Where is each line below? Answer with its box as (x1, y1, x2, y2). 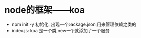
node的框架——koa (4, 4, 85, 16)
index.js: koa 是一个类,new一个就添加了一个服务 (11, 27, 110, 33)
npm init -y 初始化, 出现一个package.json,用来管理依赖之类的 (11, 21, 137, 27)
